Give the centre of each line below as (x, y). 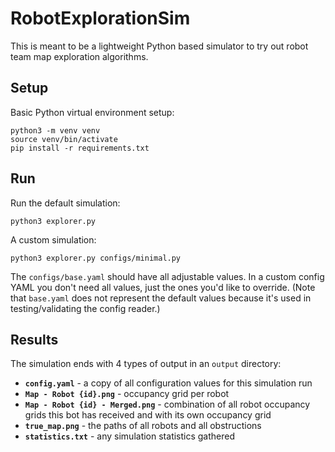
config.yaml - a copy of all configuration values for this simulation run (168, 383)
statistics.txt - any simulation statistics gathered (130, 436)
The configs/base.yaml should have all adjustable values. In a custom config (167, 276)
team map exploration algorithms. (79, 56)
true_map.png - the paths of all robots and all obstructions (143, 426)
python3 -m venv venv (55, 130)
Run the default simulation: (65, 203)
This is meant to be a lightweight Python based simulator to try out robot (159, 46)
